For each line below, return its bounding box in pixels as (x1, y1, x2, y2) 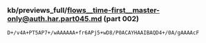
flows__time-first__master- (66, 5, 160, 15)
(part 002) (103, 14, 140, 23)
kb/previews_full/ (7, 5, 68, 15)
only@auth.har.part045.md (7, 14, 102, 23)
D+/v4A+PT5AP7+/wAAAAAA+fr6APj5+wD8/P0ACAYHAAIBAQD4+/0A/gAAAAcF (7, 29, 199, 36)
